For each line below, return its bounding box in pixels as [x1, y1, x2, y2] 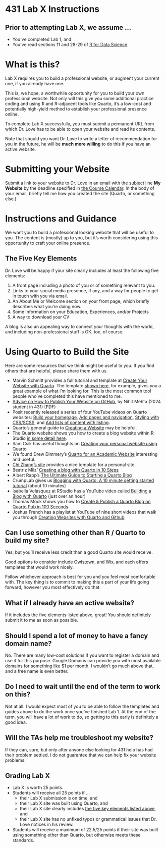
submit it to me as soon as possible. [5, 617, 78, 623]
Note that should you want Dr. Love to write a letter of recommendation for [5, 135, 158, 142]
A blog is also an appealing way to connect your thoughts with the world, [5, 323, 154, 329]
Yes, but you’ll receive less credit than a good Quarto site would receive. [5, 549, 153, 555]
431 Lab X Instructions [5, 3, 100, 15]
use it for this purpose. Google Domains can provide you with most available [5, 658, 161, 663]
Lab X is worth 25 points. [12, 785, 63, 791]
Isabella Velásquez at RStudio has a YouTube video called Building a [12, 488, 152, 494]
